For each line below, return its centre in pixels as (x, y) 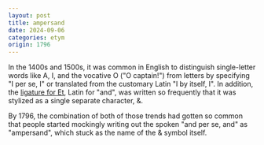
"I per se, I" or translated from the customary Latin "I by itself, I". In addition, (131, 84)
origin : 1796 (29, 45)
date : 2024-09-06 (37, 30)
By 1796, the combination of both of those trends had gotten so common (126, 116)
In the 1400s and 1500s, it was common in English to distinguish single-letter (132, 67)
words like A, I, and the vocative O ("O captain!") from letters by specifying (129, 76)
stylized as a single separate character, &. (76, 101)
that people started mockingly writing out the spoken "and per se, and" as (128, 125)
